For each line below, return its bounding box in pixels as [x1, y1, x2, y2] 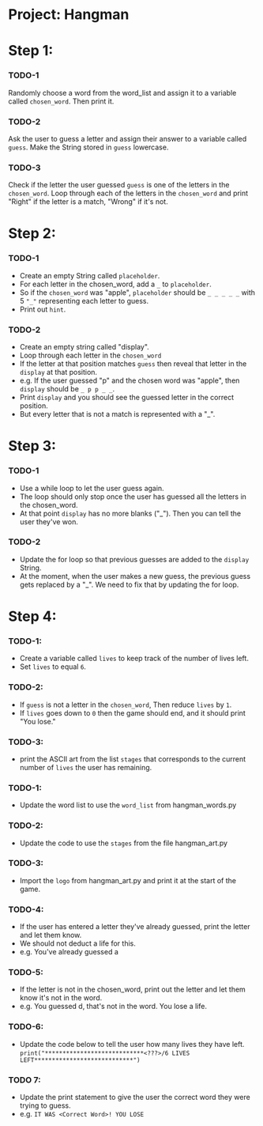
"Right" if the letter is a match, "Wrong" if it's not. [8, 197, 168, 206]
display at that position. [19, 368, 97, 377]
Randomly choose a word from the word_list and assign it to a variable [8, 88, 237, 97]
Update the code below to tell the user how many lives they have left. [19, 1039, 245, 1049]
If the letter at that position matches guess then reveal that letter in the [19, 359, 247, 368]
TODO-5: [8, 967, 43, 978]
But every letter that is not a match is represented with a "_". [19, 410, 216, 419]
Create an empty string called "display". [19, 342, 150, 352]
